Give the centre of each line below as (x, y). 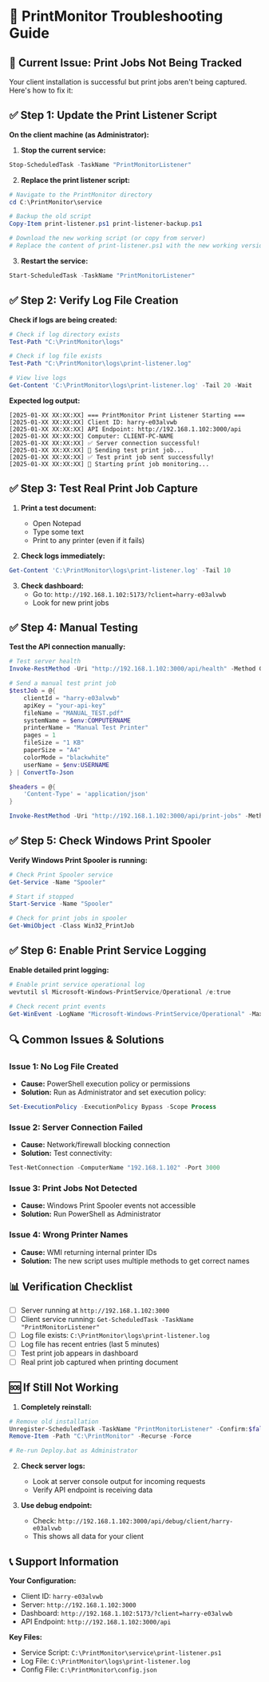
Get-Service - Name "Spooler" (57, 882)
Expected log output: (45, 400)
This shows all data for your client (88, 1537)
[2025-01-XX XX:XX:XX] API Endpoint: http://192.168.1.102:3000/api (125, 429)
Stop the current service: (63, 150)
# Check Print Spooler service (61, 875)
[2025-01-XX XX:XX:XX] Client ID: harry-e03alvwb (93, 422)
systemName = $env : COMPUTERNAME (77, 720)
